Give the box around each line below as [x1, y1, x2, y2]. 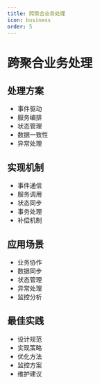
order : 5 [7, 23, 33, 30]
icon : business [7, 17, 51, 24]
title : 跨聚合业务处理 [7, 10, 66, 17]
